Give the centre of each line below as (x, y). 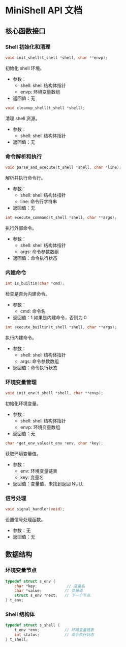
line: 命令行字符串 (39, 201)
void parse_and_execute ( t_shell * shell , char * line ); (64, 167)
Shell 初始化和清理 (28, 47)
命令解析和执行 (24, 157)
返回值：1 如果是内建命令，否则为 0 (50, 317)
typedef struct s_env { (30, 581)
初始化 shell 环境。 (25, 68)
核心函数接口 (25, 31)
